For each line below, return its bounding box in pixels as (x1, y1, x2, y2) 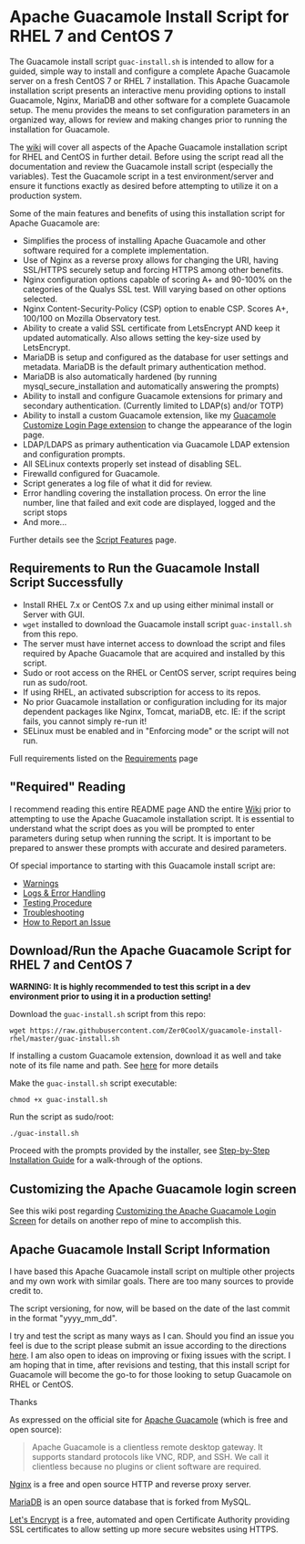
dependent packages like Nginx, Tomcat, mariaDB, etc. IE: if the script (22, 706, 286, 717)
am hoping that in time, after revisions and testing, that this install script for (9, 1360, 290, 1371)
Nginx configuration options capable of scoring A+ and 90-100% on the (22, 274, 293, 285)
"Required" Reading (9, 779, 126, 795)
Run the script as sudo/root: (9, 1111, 115, 1122)
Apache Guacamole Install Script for (9, 6, 290, 27)
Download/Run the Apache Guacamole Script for (9, 942, 292, 958)
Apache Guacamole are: (9, 217, 100, 228)
